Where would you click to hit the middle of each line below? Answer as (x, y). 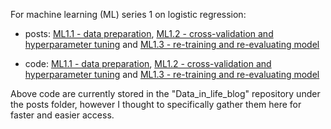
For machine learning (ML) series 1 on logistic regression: (128, 14)
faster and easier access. (62, 115)
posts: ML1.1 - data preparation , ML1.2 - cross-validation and (149, 33)
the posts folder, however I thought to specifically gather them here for (156, 104)
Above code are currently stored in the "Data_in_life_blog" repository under (165, 93)
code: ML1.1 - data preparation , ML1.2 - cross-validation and (148, 63)
